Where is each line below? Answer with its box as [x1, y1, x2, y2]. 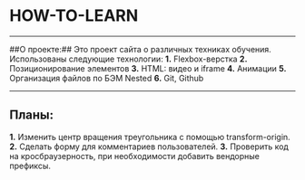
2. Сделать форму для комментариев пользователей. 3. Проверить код [9, 141, 289, 152]
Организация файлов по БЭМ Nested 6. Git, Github [9, 72, 204, 83]
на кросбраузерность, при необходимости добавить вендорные [9, 150, 261, 161]
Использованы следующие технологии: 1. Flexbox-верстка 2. [9, 53, 248, 64]
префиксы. [9, 160, 52, 171]
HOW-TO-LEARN [9, 5, 139, 26]
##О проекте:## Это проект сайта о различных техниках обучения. [9, 43, 272, 54]
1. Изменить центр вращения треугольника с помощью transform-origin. [9, 131, 290, 142]
